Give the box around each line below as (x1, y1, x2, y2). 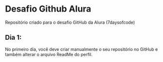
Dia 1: (5, 33, 22, 42)
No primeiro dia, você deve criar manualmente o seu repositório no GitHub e (5, 46, 158, 52)
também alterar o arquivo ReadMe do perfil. (5, 51, 92, 57)
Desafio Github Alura (5, 3, 91, 15)
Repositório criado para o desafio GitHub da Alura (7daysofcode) (5, 19, 135, 25)
